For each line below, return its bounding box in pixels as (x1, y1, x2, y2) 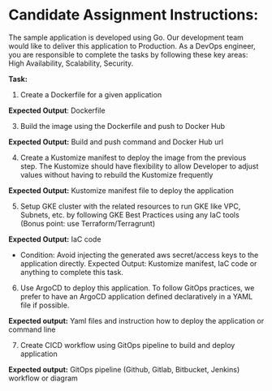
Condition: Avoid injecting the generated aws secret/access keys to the (19, 250, 259, 260)
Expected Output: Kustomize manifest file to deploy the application (8, 185, 234, 195)
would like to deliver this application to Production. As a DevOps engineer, (8, 41, 256, 50)
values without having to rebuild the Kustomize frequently (19, 170, 214, 179)
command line (8, 324, 56, 334)
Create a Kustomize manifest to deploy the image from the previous (19, 153, 247, 162)
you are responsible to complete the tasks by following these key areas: (8, 49, 248, 59)
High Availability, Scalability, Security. (8, 58, 134, 68)
